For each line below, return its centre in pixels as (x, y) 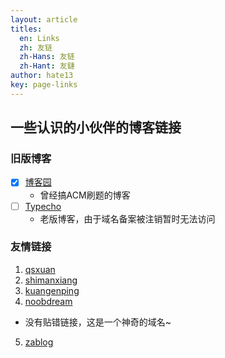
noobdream (48, 301)
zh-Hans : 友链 (47, 57)
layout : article (44, 19)
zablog (39, 342)
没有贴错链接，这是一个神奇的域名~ (98, 322)
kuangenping (52, 290)
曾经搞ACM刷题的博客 (85, 195)
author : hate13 (42, 76)
